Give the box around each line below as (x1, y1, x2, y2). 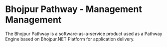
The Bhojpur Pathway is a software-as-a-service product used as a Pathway (5, 30, 163, 36)
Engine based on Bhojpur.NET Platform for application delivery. (5, 36, 135, 42)
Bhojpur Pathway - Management (5, 3, 142, 15)
